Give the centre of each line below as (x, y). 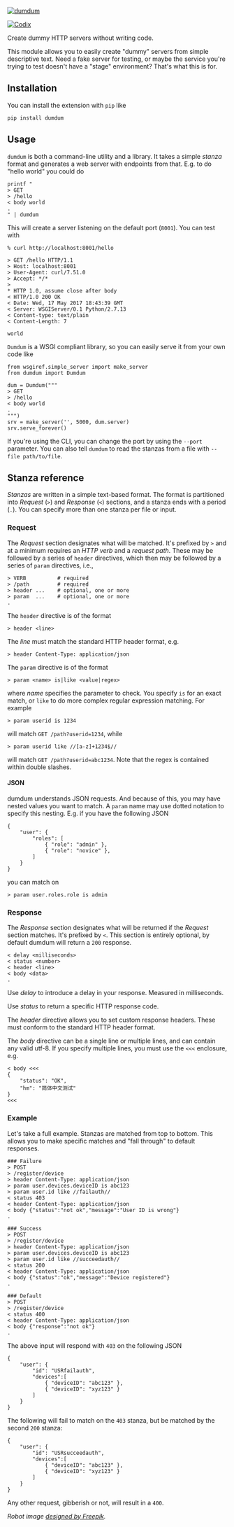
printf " (20, 184)
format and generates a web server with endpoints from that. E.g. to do (109, 164)
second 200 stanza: (35, 1428)
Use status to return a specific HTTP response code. (83, 1006)
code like (20, 354)
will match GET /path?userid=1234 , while (65, 733)
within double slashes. (39, 767)
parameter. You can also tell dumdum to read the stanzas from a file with (108, 449)
